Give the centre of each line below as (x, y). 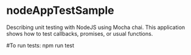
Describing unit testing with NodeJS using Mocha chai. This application (96, 27)
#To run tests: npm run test (40, 45)
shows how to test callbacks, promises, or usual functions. (80, 33)
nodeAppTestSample (60, 11)
